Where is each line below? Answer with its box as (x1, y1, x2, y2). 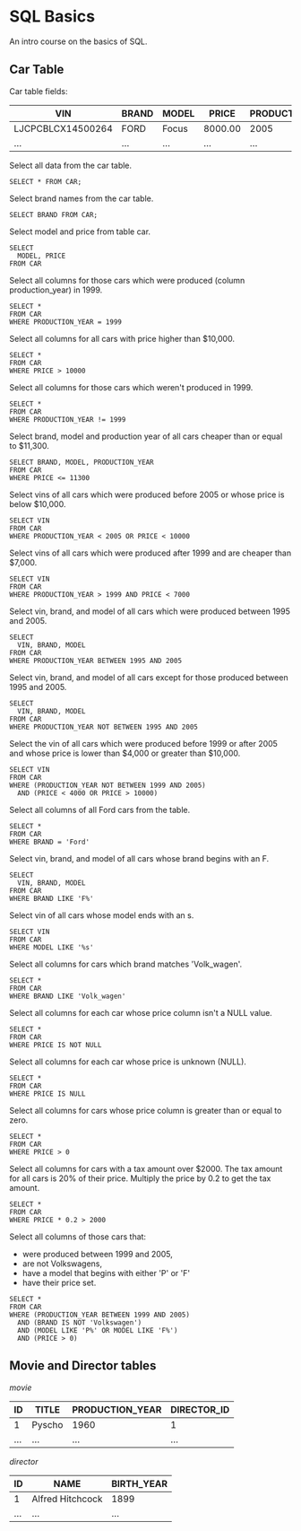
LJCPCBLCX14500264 (13, 122, 114, 135)
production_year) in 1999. (9, 284, 103, 295)
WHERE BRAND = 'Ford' (9, 837, 90, 846)
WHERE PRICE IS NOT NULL (9, 1040, 102, 1049)
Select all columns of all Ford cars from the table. (9, 804, 191, 815)
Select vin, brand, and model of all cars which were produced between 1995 (9, 606, 291, 617)
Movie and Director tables (9, 1358, 157, 1374)
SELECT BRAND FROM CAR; (9, 210, 99, 219)
